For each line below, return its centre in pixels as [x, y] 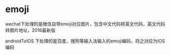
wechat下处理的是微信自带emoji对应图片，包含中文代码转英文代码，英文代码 [85, 24]
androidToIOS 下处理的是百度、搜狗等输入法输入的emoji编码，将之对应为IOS [85, 41]
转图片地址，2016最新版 [30, 30]
